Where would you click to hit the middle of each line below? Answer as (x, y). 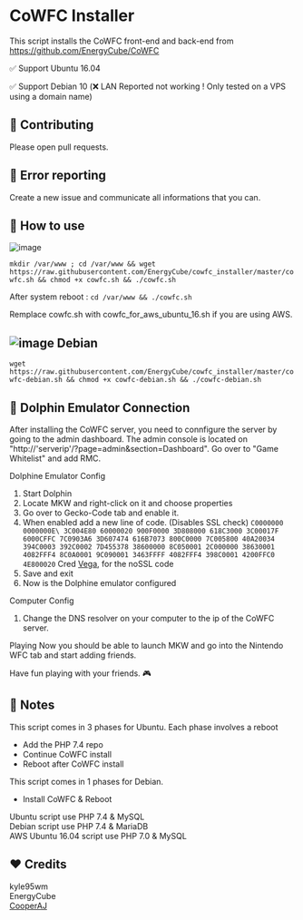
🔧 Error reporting (58, 176)
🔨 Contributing (52, 125)
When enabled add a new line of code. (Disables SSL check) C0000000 (153, 522)
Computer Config (42, 601)
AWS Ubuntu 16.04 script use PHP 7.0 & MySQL (98, 836)
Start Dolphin (47, 494)
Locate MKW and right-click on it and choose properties (127, 503)
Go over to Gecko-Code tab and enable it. (101, 513)
